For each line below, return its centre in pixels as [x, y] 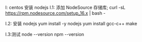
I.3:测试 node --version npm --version [45, 34]
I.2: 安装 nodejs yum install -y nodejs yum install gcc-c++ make [71, 24]
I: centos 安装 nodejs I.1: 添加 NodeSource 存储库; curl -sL [65, 7]
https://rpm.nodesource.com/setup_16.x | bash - [55, 13]
